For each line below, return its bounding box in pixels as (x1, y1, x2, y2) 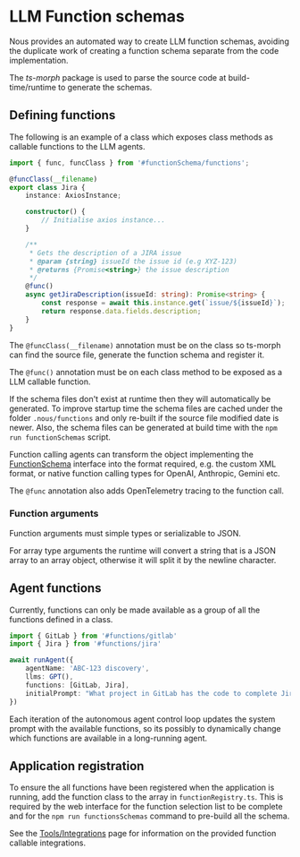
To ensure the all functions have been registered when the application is (9, 782, 275, 793)
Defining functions (9, 107, 116, 123)
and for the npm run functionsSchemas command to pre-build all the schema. (9, 810, 290, 821)
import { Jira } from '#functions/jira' (9, 639, 162, 648)
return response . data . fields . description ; (41, 306, 202, 315)
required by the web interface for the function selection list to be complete (9, 801, 283, 812)
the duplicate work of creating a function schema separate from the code (9, 45, 279, 56)
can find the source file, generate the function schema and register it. (9, 349, 265, 360)
